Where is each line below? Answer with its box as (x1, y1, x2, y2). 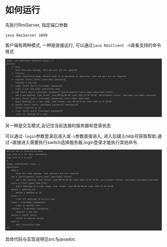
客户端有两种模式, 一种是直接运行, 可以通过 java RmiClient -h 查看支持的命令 (5, 42, 162, 48)
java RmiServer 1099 (5, 33, 48, 38)
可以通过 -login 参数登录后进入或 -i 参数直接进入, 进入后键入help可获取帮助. (5, 133, 158, 139)
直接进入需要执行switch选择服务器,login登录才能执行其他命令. (12, 139, 139, 145)
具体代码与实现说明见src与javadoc (5, 236, 76, 242)
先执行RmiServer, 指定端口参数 (5, 22, 68, 28)
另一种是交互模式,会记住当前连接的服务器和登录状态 (5, 123, 111, 128)
